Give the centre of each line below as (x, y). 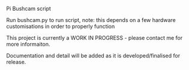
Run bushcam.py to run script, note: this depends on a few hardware (91, 20)
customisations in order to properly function (61, 26)
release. (16, 62)
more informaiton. (28, 44)
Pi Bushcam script (28, 9)
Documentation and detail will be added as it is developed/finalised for (93, 55)
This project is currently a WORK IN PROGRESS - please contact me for (94, 38)
